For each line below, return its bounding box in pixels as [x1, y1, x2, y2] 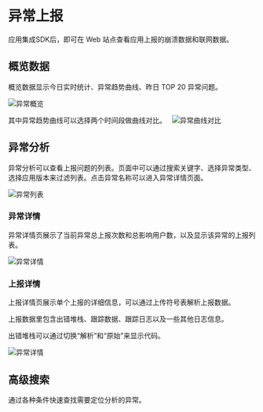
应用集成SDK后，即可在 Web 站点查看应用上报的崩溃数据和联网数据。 [8, 35, 234, 44]
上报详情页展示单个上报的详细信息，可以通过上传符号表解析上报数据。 [8, 297, 236, 307]
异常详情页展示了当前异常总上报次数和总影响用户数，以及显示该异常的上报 [8, 230, 249, 239]
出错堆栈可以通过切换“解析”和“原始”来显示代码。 [8, 331, 165, 341]
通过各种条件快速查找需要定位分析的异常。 [8, 395, 146, 404]
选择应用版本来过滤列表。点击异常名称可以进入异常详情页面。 [8, 173, 208, 182]
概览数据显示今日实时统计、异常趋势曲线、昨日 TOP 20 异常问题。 [8, 82, 222, 91]
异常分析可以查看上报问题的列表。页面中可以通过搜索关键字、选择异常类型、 [8, 162, 256, 173]
